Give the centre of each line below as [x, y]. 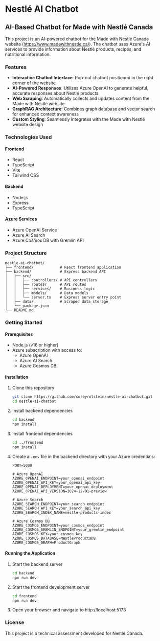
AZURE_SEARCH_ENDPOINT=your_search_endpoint [58, 504]
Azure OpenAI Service [34, 230]
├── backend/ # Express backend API [56, 272]
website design [27, 125]
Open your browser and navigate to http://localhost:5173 [69, 610]
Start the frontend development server [51, 587]
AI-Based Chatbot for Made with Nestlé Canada [79, 27]
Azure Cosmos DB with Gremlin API [48, 240]
